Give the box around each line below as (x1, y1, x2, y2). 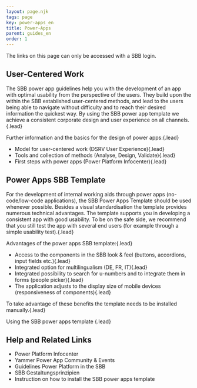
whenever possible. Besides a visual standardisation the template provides (6, 203, 187, 210)
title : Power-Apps (6, 25, 51, 31)
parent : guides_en (6, 31, 51, 37)
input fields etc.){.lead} (14, 257, 71, 264)
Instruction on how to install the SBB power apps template (14, 376, 155, 383)
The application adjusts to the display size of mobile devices (14, 282, 161, 290)
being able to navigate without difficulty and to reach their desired (6, 104, 166, 111)
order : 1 (6, 36, 28, 42)
